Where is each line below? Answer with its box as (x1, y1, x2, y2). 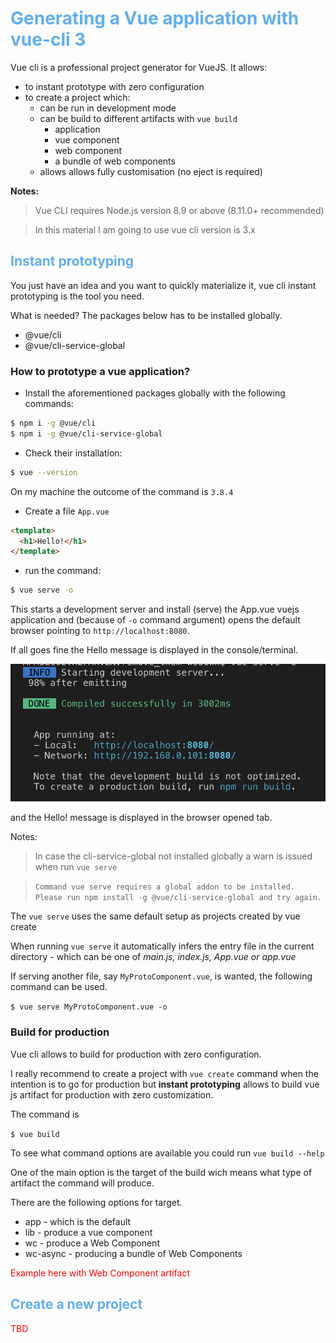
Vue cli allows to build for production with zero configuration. (10, 1048, 262, 1060)
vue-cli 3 (10, 28, 87, 51)
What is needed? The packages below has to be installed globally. (10, 309, 283, 321)
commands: (24, 398, 74, 410)
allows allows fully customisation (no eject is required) (39, 165, 263, 177)
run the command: (24, 565, 102, 577)
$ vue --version (10, 467, 78, 477)
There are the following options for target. (10, 1196, 183, 1208)
